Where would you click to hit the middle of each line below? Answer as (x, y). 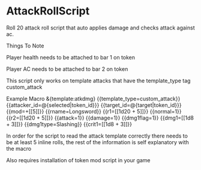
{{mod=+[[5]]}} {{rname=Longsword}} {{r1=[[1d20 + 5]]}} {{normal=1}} (94, 111)
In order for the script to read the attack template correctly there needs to (97, 136)
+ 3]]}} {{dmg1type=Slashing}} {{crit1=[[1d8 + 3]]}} (69, 124)
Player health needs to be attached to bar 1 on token (71, 57)
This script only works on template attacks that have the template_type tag (98, 80)
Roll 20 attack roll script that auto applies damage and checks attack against (100, 28)
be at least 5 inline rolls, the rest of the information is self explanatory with (97, 142)
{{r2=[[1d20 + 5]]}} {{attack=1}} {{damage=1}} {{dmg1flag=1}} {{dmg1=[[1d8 (100, 118)
